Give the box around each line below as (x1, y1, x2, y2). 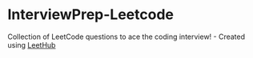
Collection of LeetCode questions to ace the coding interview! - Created (7, 32, 246, 41)
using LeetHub (7, 40, 56, 49)
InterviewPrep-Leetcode (7, 6, 174, 24)
